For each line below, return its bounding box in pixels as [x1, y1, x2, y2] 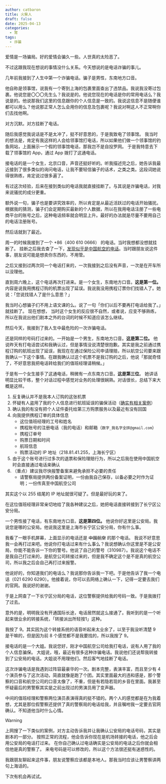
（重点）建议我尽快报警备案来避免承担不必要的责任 [12, 468, 117, 473]
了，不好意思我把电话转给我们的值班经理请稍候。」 [5, 360, 107, 366]
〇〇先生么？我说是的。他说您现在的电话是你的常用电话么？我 [35, 91, 161, 97]
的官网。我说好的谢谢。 [5, 582, 53, 588]
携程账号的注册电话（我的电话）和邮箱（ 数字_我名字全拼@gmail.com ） [19, 424, 157, 430]
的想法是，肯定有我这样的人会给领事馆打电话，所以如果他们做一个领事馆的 [5, 137, 157, 143]
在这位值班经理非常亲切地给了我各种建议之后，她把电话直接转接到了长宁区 [5, 501, 157, 507]
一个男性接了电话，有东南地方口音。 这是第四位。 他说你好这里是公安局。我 [5, 518, 158, 524]
